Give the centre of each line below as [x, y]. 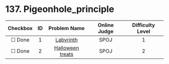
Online [106, 25]
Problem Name [67, 28]
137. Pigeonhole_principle [60, 9]
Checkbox [20, 28]
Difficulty [144, 25]
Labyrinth [66, 39]
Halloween [67, 47]
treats [67, 54]
